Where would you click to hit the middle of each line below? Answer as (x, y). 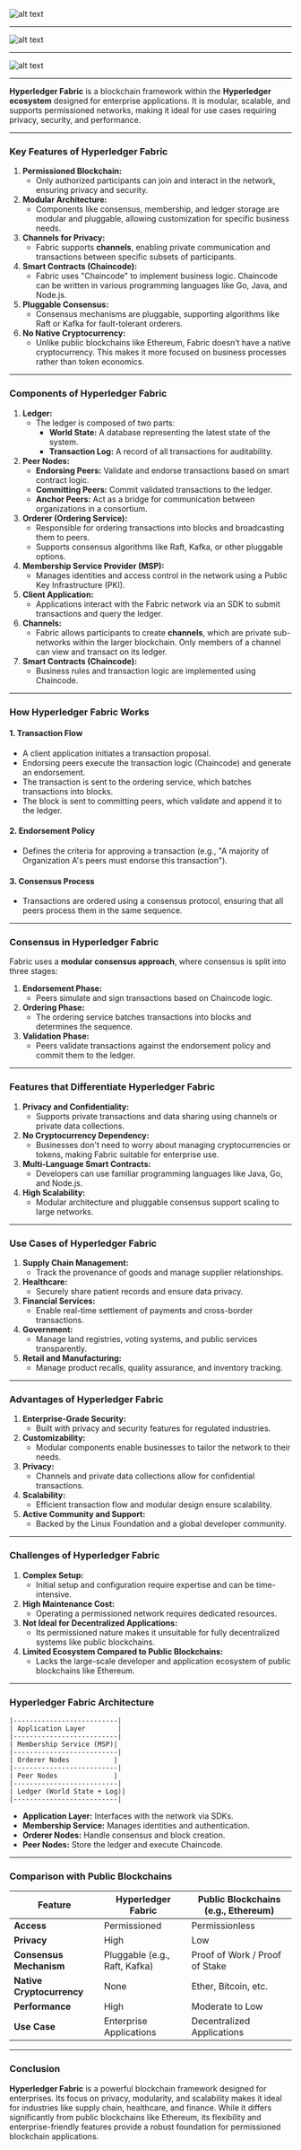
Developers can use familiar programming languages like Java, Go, (159, 1173)
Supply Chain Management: (75, 1263)
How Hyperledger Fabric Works (79, 712)
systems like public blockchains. (95, 1642)
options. (51, 556)
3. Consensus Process (52, 881)
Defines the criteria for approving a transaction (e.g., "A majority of (146, 851)
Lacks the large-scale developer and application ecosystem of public (163, 1661)
